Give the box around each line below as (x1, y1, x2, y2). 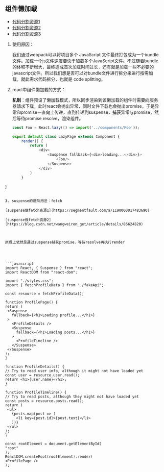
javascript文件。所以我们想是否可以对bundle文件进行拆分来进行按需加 (12, 70, 153, 76)
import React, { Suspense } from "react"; (5, 266, 93, 271)
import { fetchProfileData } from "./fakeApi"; (5, 283, 104, 288)
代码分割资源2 (12, 25, 41, 30)
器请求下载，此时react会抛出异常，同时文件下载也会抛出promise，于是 (12, 103, 155, 109)
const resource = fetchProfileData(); (5, 291, 84, 297)
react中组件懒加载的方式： (12, 86, 66, 92)
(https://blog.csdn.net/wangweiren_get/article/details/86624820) (5, 222, 143, 227)
